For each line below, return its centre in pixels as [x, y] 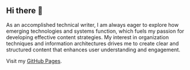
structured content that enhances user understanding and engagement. [93, 50]
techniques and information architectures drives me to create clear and [92, 43]
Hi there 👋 [24, 11]
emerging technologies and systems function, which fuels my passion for [95, 31]
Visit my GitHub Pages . [34, 61]
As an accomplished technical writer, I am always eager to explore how [92, 24]
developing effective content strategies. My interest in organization [88, 37]
